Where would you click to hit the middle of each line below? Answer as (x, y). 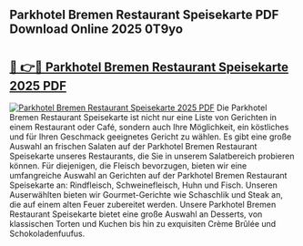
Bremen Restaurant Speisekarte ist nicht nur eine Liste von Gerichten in (143, 117)
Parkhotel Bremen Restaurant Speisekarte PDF (144, 15)
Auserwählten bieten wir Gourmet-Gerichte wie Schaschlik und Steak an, (146, 195)
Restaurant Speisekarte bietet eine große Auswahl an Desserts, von (136, 214)
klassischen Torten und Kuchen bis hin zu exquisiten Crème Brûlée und (143, 224)
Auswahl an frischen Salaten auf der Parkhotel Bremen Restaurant (133, 146)
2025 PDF (38, 86)
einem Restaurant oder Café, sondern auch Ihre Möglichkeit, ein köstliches (149, 127)
